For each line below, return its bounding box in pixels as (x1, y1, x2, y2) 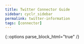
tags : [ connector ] (5, 20, 42, 26)
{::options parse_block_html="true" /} (5, 34, 80, 40)
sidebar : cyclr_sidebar (5, 12, 53, 16)
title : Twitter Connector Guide (5, 7, 70, 12)
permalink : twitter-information (5, 16, 70, 21)
